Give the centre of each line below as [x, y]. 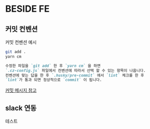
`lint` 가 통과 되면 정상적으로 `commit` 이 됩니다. [54, 80]
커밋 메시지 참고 [21, 90]
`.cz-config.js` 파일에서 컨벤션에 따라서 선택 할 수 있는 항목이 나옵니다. [76, 70]
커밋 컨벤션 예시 [21, 42]
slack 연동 [21, 108]
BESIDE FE [27, 9]
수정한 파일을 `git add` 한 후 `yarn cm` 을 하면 [53, 66]
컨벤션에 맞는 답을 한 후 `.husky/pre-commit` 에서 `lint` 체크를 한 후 [75, 75]
